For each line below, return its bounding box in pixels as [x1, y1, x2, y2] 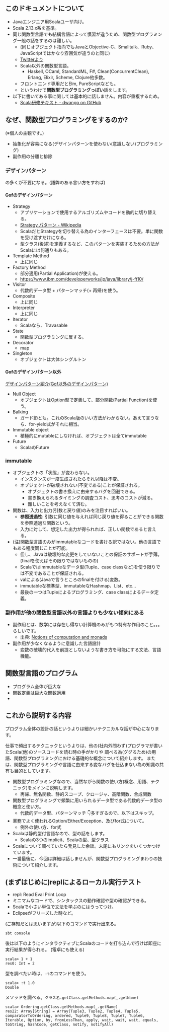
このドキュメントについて [5, 4, 84, 13]
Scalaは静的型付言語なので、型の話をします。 [12, 830, 108, 836]
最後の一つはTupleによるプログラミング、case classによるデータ [20, 589, 154, 595]
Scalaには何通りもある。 [20, 247, 71, 253]
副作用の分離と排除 [12, 153, 53, 159]
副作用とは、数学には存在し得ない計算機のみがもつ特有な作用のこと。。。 [12, 621, 162, 627]
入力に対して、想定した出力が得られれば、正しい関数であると [20, 526, 148, 532]
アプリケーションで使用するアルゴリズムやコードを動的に [20, 209, 139, 215]
